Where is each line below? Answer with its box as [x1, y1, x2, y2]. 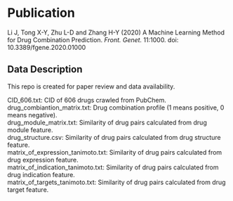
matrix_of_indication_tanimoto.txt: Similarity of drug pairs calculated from [7, 163, 219, 171]
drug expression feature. [7, 155, 79, 164]
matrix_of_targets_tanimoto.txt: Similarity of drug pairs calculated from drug [7, 178, 226, 186]
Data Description [7, 63, 83, 75]
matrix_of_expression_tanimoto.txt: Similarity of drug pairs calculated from [7, 148, 222, 156]
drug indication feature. [7, 170, 75, 179]
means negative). [7, 110, 58, 119]
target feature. [7, 185, 49, 194]
